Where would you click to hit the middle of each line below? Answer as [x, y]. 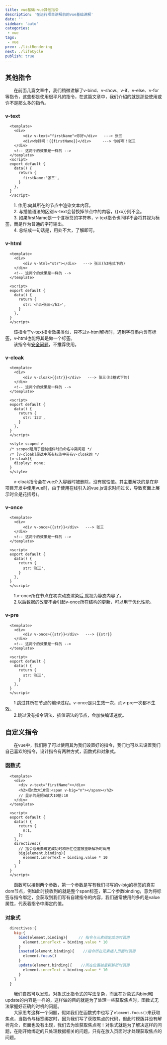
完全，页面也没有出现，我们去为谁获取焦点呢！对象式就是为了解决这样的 [83, 1025]
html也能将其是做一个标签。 [47, 338]
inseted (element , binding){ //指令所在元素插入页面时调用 [77, 951]
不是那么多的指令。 [29, 103]
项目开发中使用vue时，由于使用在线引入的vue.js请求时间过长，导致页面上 [80, 488]
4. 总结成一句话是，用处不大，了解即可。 [56, 230]
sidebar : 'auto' [22, 24]
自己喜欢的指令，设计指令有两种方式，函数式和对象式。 [62, 751]
